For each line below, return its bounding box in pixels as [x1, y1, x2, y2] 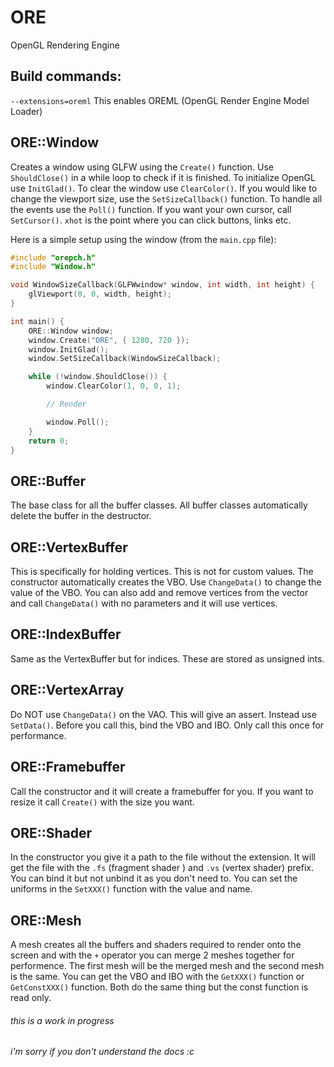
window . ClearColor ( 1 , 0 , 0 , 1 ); [46, 381, 182, 391]
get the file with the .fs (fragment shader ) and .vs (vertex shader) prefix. [10, 862, 314, 874]
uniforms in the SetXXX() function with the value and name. [10, 883, 253, 895]
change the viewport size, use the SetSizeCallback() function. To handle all [10, 192, 323, 205]
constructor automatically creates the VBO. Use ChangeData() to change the [10, 576, 322, 588]
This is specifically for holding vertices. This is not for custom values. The [10, 566, 314, 578]
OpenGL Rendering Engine [10, 39, 120, 51]
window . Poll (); [46, 417, 110, 427]
